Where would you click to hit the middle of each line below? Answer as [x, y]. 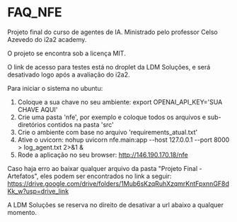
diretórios [31, 124]
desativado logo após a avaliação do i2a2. [69, 74]
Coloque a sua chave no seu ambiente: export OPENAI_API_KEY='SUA [120, 102]
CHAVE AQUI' [37, 109]
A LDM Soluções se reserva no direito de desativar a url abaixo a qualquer [116, 205]
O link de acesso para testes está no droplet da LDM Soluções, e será [109, 67]
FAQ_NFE [35, 12]
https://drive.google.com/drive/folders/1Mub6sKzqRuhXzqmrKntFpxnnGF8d [118, 183]
